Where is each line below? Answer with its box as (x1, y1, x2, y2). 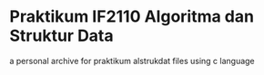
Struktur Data (9, 25, 114, 46)
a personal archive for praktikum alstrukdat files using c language (9, 55, 255, 66)
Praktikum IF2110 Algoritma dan (9, 6, 255, 27)
